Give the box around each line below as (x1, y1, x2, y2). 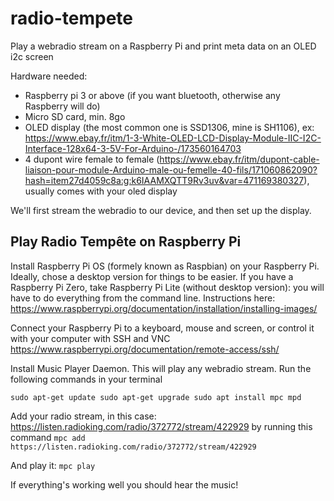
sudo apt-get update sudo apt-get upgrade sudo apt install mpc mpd (10, 392, 302, 402)
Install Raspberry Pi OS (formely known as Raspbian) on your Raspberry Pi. (10, 260, 320, 272)
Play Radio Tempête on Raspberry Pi (10, 233, 242, 251)
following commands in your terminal (10, 373, 163, 385)
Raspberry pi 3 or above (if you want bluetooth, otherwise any (24, 89, 281, 101)
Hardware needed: (10, 70, 88, 82)
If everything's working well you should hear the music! (10, 478, 239, 491)
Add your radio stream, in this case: (10, 410, 157, 422)
